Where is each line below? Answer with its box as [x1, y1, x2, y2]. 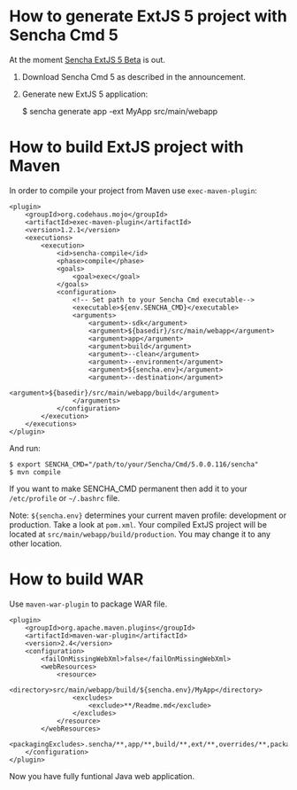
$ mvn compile [9, 467, 62, 476]
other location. [9, 538, 63, 549]
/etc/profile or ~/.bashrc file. [9, 492, 120, 503]
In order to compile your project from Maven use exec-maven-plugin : [9, 184, 258, 196]
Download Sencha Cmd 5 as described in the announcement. [21, 71, 246, 82]
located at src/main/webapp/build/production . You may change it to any [9, 528, 271, 539]
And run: [9, 442, 42, 453]
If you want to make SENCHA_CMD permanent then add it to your [9, 483, 247, 494]
